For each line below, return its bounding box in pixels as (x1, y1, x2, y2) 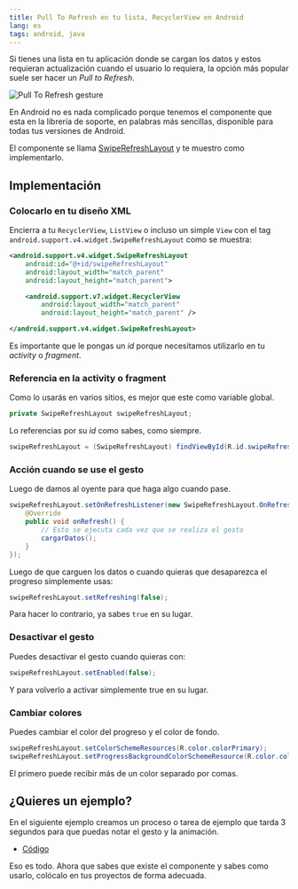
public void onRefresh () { (25, 518, 125, 526)
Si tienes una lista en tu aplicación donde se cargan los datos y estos (9, 54, 262, 65)
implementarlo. (9, 152, 65, 163)
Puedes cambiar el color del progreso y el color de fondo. (9, 726, 220, 737)
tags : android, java (9, 29, 86, 38)
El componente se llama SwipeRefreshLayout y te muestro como (9, 143, 246, 153)
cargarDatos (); (41, 534, 98, 542)
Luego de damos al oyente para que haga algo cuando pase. (9, 484, 231, 495)
